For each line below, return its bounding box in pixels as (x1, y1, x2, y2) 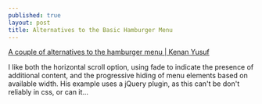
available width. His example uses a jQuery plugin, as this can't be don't (8, 79, 240, 88)
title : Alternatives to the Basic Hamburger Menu (8, 26, 174, 34)
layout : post (8, 19, 51, 27)
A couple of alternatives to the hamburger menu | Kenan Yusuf (8, 48, 210, 57)
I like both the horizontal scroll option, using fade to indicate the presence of (8, 63, 254, 72)
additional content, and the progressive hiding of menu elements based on (8, 71, 248, 81)
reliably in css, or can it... (8, 88, 88, 97)
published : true (8, 11, 61, 20)
